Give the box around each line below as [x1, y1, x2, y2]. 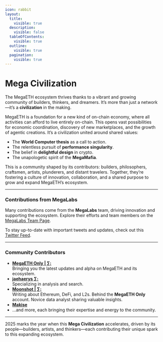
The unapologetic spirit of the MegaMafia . [12, 155, 98, 161]
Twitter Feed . [5, 232, 32, 238]
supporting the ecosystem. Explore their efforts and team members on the [5, 213, 153, 219]
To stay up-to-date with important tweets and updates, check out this [5, 227, 144, 233]
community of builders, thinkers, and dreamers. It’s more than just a [5, 100, 140, 105]
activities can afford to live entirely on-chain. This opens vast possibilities [5, 119, 152, 125]
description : [9, 25, 36, 30]
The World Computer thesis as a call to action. [12, 139, 107, 145]
